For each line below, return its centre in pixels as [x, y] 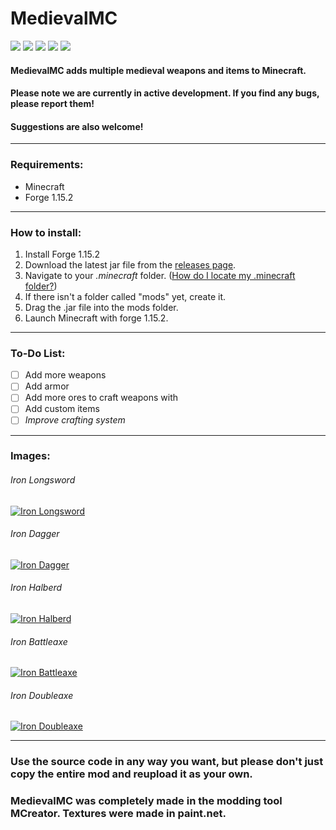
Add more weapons [65, 375]
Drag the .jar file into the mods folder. [101, 307]
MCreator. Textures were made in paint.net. [118, 814]
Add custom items [62, 409]
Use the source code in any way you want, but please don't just [167, 762]
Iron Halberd [36, 588]
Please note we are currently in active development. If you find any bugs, [165, 93]
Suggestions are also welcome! [77, 126]
